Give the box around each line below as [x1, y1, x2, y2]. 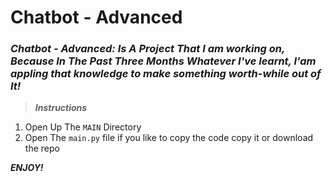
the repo [24, 142, 60, 155]
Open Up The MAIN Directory [24, 121, 142, 133]
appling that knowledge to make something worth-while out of [10, 67, 322, 81]
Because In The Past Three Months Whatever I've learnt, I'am [10, 54, 317, 68]
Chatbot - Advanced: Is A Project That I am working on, [10, 42, 285, 56]
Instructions [34, 102, 88, 114]
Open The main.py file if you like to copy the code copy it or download [24, 132, 314, 144]
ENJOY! [10, 162, 44, 174]
